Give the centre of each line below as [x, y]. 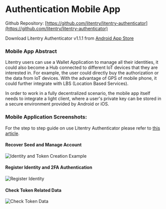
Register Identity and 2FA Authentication [49, 167]
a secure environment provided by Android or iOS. [57, 104]
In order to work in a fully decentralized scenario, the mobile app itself [78, 93]
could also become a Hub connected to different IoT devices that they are [81, 68]
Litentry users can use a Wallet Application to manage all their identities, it [82, 62]
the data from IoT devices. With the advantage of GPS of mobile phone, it [81, 78]
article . [12, 133]
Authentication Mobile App [63, 9]
